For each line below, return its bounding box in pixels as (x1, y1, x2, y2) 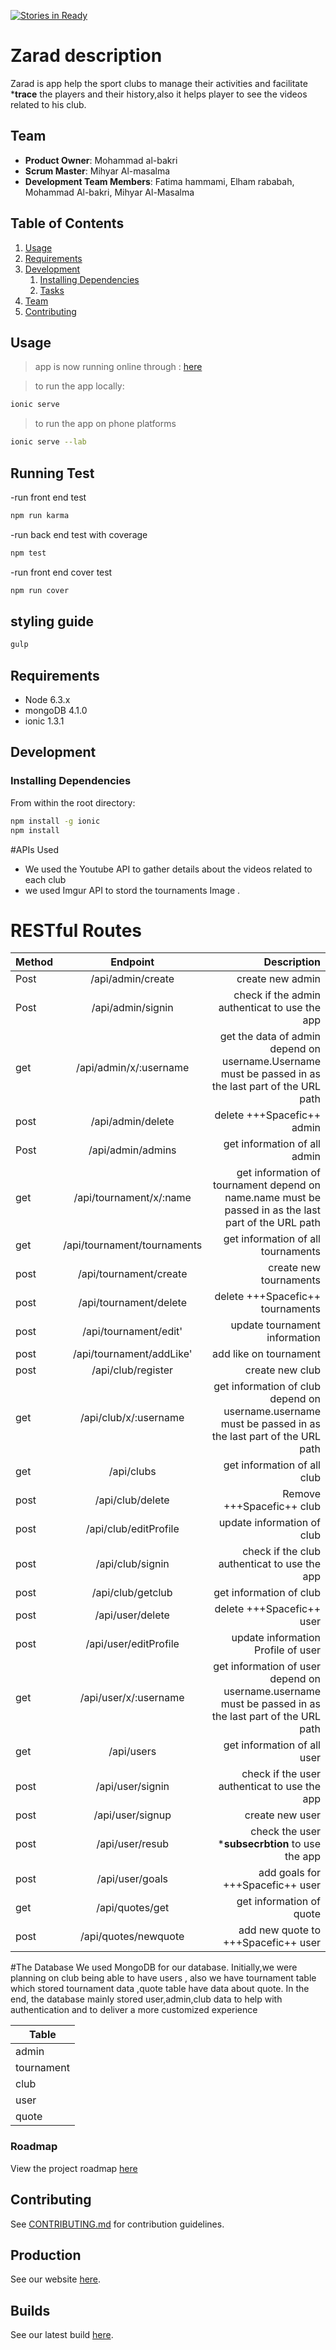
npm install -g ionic (10, 816, 101, 826)
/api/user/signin (95, 1780, 170, 1794)
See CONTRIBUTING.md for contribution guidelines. (10, 2218, 225, 2230)
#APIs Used (10, 843, 60, 855)
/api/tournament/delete (78, 1296, 187, 1310)
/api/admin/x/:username (76, 1061, 190, 1075)
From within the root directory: (10, 796, 136, 809)
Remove (282, 1487, 321, 1501)
